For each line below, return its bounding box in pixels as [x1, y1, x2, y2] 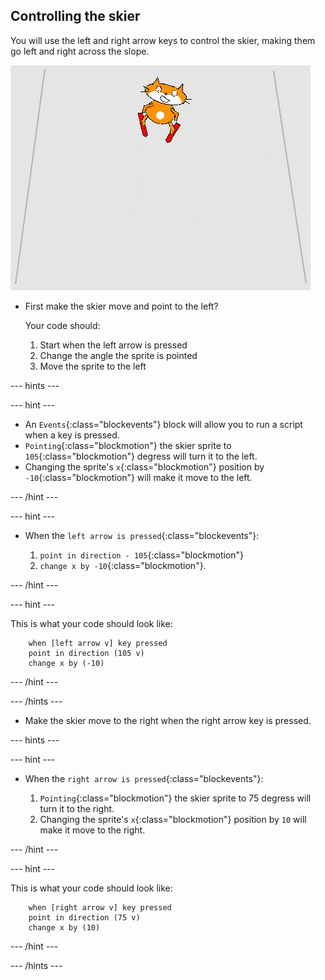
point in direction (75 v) [28, 912, 141, 923]
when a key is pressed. [24, 429, 120, 441]
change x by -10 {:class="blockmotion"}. [39, 559, 207, 571]
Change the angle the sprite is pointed [39, 349, 198, 361]
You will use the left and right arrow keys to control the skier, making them [10, 34, 316, 46]
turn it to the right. [39, 802, 115, 814]
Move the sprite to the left [39, 360, 147, 372]
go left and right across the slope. [10, 45, 150, 57]
